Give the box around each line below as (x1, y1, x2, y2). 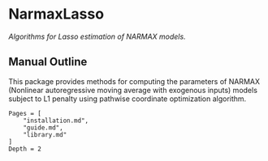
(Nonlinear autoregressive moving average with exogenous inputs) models (8, 85, 258, 95)
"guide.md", (23, 123, 63, 132)
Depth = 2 (8, 145, 42, 153)
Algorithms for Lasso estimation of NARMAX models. (8, 32, 186, 41)
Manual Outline (8, 55, 88, 69)
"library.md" (23, 130, 67, 138)
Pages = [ (8, 109, 42, 117)
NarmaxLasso (8, 5, 104, 23)
